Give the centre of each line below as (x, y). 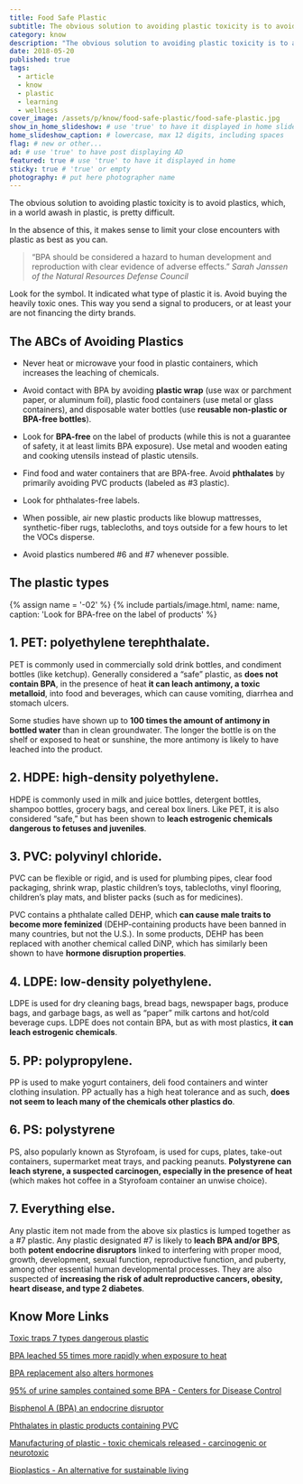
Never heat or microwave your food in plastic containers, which (140, 363)
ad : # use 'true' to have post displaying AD (96, 152)
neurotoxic (29, 1453)
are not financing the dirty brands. (73, 313)
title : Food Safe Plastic (58, 18)
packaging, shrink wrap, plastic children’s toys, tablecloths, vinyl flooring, (146, 888)
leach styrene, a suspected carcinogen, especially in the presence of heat (151, 1171)
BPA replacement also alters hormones (82, 1373)
